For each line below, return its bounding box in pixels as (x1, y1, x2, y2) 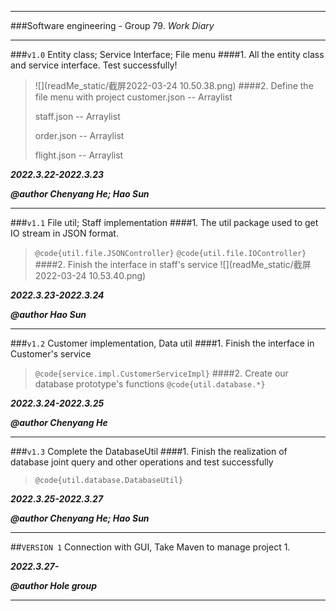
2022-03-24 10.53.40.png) (34, 270, 147, 281)
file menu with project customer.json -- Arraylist (34, 91, 233, 103)
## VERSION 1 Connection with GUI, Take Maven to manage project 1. (10, 541, 291, 553)
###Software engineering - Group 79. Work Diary (10, 20, 215, 31)
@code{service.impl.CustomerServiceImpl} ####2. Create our (34, 367, 289, 379)
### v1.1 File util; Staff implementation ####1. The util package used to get (10, 217, 319, 228)
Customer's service (10, 348, 92, 360)
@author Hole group (10, 580, 98, 591)
